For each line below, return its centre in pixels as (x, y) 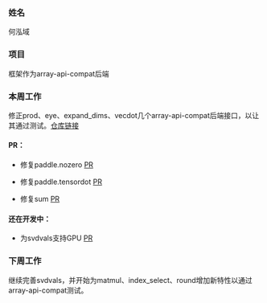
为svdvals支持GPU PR (56, 238)
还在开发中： (29, 219)
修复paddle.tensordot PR (61, 182)
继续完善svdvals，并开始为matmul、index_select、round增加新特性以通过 (131, 280)
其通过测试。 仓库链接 (43, 125)
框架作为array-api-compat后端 (59, 73)
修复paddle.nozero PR (57, 165)
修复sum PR (40, 199)
